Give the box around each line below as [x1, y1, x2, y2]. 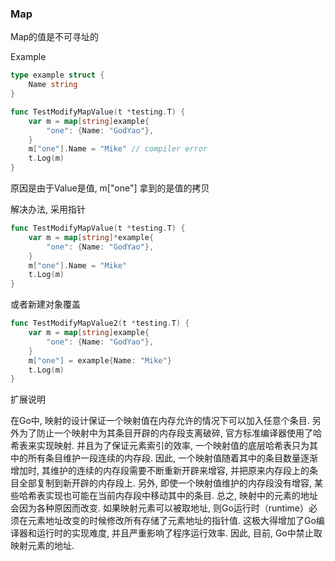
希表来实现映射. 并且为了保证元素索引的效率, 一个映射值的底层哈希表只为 [10, 440, 310, 452]
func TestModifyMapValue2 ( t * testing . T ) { [10, 318, 190, 329]
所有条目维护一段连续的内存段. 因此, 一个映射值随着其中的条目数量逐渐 [27, 452, 318, 464]
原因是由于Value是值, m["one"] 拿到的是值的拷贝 [10, 182, 210, 194]
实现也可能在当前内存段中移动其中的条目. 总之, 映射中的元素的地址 [44, 490, 318, 502]
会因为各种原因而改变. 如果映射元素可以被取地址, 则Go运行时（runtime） [10, 502, 309, 514]
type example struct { [10, 70, 105, 81]
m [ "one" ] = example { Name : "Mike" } [28, 355, 172, 366]
